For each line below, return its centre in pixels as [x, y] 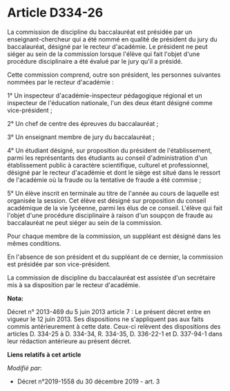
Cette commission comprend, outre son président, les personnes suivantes [114, 75]
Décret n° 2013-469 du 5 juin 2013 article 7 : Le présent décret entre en [109, 311]
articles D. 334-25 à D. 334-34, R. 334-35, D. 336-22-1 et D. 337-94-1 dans [115, 334]
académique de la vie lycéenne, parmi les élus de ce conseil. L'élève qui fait [115, 208]
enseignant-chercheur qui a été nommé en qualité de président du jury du [112, 39]
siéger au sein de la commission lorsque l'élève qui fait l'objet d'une [104, 54]
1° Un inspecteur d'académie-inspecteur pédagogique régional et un [105, 96]
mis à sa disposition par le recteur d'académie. [74, 284]
